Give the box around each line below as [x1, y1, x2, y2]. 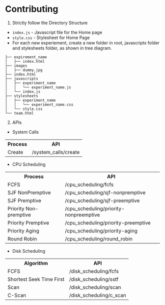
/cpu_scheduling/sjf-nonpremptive [65, 189, 146, 196]
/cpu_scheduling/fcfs [65, 181, 114, 188]
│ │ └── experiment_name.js [5, 85, 71, 90]
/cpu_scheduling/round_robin [65, 235, 133, 242]
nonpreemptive [65, 211, 100, 218]
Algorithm [24, 260, 48, 267]
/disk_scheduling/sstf [69, 275, 119, 282]
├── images [5, 63, 27, 68]
